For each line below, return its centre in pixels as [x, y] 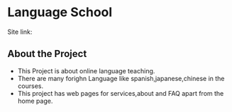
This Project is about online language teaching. [86, 70]
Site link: [20, 32]
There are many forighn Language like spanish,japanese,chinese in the [121, 78]
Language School [60, 12]
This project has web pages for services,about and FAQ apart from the [121, 93]
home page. [35, 101]
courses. [31, 86]
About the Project [47, 54]
